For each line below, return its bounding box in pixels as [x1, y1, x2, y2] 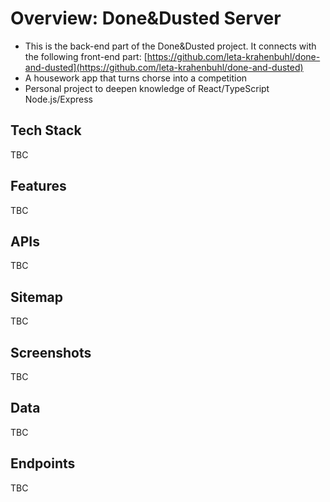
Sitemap [10, 288, 64, 306]
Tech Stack [10, 122, 82, 139]
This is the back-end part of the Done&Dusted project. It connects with [24, 40, 317, 52]
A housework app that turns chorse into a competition [24, 72, 248, 84]
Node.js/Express [24, 93, 93, 105]
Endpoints [10, 455, 76, 472]
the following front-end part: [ [24, 50, 148, 62]
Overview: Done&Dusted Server [10, 7, 282, 30]
